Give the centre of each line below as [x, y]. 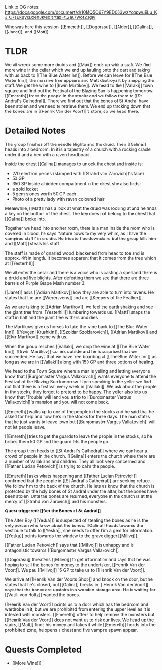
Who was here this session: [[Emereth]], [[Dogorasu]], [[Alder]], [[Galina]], [79, 27]
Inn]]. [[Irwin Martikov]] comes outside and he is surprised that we [71, 351]
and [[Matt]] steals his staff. [33, 243]
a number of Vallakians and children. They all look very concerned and [75, 461]
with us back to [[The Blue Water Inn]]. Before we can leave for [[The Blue [79, 75]
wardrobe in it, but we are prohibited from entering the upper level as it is [78, 609]
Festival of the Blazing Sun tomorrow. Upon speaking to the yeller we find [78, 381]
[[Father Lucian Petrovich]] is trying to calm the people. [60, 466]
